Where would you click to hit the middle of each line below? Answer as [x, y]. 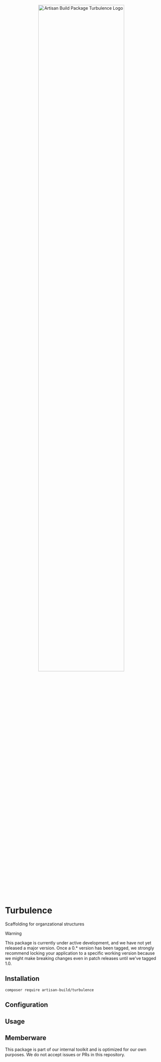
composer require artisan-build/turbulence [50, 990]
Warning [13, 933]
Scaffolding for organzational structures [45, 924]
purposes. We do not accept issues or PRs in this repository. [65, 1055]
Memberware [26, 1038]
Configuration [27, 1005]
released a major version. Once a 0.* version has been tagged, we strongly [80, 948]
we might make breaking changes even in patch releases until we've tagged [80, 958]
